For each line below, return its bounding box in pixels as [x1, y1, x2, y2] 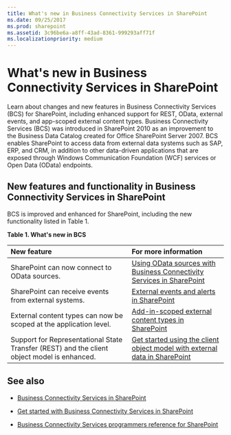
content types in [131, 315, 184, 324]
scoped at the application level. [10, 319, 111, 328]
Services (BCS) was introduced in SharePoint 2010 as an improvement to [7, 124, 214, 133]
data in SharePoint [131, 352, 191, 361]
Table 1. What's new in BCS [7, 230, 87, 238]
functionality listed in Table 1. [7, 217, 89, 225]
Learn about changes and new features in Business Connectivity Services [7, 102, 217, 111]
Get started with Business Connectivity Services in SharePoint [16, 407, 194, 415]
